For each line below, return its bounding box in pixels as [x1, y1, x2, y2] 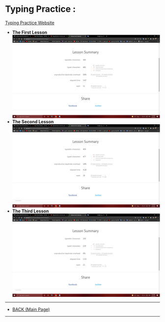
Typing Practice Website [5, 20, 55, 26]
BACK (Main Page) [12, 307, 50, 313]
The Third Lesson [12, 208, 49, 214]
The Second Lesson [12, 119, 54, 125]
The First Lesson [12, 29, 48, 35]
